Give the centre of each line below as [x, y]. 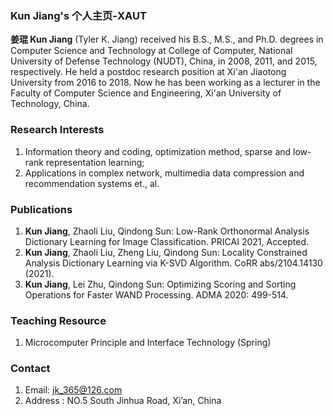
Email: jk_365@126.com [73, 390]
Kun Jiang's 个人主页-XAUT [78, 15]
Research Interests [57, 130]
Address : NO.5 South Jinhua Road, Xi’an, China [123, 401]
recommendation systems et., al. [92, 183]
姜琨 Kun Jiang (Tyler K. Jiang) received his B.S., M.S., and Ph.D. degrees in [167, 39]
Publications [41, 209]
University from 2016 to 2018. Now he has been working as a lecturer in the [165, 83]
